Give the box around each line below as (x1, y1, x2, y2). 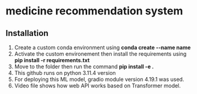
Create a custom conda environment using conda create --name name (14, 44, 191, 51)
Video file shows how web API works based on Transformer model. (14, 82, 181, 89)
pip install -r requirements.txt (14, 57, 90, 63)
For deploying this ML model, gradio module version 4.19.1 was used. (14, 76, 184, 83)
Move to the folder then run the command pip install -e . (14, 63, 154, 70)
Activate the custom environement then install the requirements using (14, 50, 187, 57)
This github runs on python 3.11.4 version (14, 69, 117, 76)
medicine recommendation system (5, 4, 183, 18)
